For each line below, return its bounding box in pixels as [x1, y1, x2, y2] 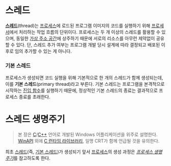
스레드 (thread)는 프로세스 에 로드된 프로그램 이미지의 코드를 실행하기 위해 [5, 22, 151, 29]
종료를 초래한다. [18, 94, 51, 100]
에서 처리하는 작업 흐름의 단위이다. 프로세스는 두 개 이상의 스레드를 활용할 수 [9, 29, 161, 35]
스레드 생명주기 [5, 113, 65, 125]
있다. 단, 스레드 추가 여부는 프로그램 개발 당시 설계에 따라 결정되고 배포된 [16, 41, 160, 48]
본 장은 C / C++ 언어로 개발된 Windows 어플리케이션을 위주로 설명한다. [17, 131, 158, 138]
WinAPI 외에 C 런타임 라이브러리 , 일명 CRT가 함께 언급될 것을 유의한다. [17, 138, 160, 144]
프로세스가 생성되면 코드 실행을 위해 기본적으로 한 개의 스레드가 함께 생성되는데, [5, 75, 163, 81]
